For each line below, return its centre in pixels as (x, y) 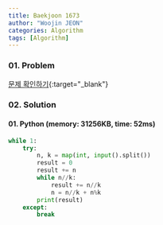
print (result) (60, 200)
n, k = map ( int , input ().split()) (94, 156)
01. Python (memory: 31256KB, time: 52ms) (82, 124)
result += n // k (76, 185)
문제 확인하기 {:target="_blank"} (58, 83)
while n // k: (57, 178)
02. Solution (33, 105)
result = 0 (55, 163)
